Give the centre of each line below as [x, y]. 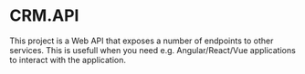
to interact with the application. [68, 60]
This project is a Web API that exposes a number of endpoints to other [142, 41]
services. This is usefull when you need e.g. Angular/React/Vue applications [153, 50]
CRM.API [44, 16]
